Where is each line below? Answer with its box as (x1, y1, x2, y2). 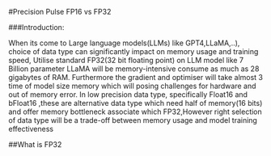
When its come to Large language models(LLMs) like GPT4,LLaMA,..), (8, 38, 240, 48)
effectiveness (8, 124, 54, 133)
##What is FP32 (8, 140, 62, 149)
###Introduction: (8, 23, 65, 32)
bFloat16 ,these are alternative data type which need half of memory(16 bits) (8, 99, 263, 108)
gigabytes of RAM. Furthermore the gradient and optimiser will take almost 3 (8, 73, 263, 82)
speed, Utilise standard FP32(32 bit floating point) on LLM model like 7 (8, 56, 244, 65)
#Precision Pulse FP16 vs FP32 (8, 7, 112, 16)
